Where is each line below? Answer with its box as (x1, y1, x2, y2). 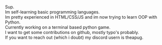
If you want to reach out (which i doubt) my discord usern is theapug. (5, 34, 144, 40)
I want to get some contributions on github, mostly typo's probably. (5, 30, 139, 35)
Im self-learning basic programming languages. (5, 9, 100, 15)
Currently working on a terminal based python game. (5, 24, 111, 30)
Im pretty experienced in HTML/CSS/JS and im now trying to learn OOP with (5, 14, 158, 20)
